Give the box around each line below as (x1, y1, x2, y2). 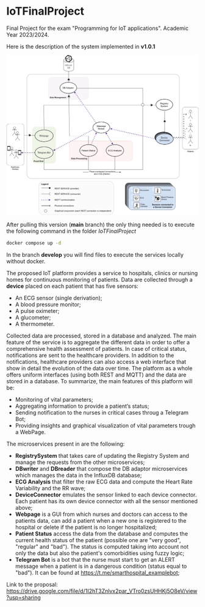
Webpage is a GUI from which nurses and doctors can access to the (15, 510, 188, 518)
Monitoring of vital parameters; (15, 395, 93, 403)
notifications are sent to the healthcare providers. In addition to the (6, 351, 174, 359)
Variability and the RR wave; (15, 484, 86, 491)
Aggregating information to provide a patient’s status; (15, 402, 149, 410)
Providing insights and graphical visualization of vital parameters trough (15, 422, 196, 429)
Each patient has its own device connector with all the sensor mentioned (15, 497, 198, 505)
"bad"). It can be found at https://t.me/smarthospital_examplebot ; (15, 568, 180, 576)
